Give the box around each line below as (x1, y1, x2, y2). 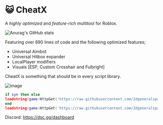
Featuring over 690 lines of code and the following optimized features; (5, 39, 146, 45)
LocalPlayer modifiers (12, 59, 56, 64)
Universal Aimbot (12, 48, 47, 54)
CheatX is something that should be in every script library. (5, 73, 121, 79)
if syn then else (5, 92, 40, 97)
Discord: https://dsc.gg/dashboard (5, 114, 74, 120)
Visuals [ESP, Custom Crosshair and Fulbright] (12, 64, 105, 70)
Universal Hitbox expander (12, 53, 65, 60)
